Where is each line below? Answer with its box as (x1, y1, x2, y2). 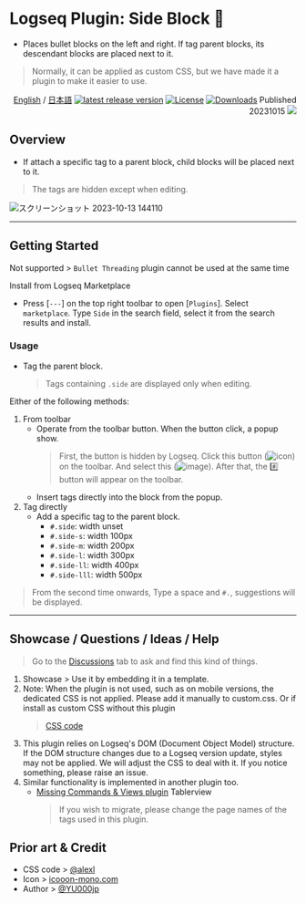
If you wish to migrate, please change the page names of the (58, 804, 287, 815)
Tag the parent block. (22, 360, 103, 371)
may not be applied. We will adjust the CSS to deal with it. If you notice (22, 757, 289, 768)
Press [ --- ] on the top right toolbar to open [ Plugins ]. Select (22, 297, 249, 308)
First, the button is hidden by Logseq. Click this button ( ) (58, 451, 296, 462)
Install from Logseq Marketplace (9, 280, 131, 291)
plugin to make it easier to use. (31, 75, 148, 86)
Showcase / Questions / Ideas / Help (9, 631, 219, 647)
